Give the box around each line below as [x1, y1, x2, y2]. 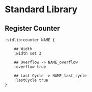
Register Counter [5, 24, 60, 33]
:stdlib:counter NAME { [5, 37, 55, 42]
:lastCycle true [14, 78, 49, 83]
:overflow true [14, 64, 46, 70]
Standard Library [5, 4, 78, 15]
